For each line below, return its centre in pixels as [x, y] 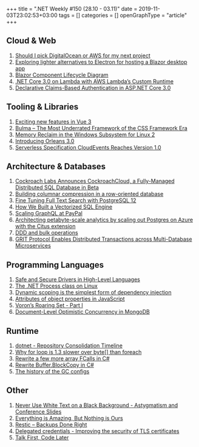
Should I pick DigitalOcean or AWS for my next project [83, 55]
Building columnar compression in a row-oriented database [89, 194]
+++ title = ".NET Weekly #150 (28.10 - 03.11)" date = [72, 9]
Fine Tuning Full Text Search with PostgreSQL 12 [76, 201]
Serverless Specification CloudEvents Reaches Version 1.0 [88, 147]
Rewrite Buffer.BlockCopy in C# [54, 365]
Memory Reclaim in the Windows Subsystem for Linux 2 [85, 134]
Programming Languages [55, 265]
